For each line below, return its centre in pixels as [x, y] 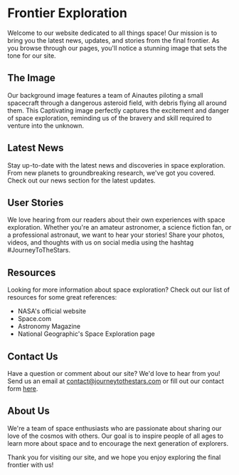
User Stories [36, 202]
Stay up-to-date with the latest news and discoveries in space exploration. [116, 165]
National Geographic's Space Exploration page [86, 334]
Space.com [34, 319]
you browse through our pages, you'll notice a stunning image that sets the [117, 48]
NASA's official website [52, 311]
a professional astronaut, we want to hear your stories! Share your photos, [116, 235]
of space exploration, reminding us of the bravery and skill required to [110, 118]
